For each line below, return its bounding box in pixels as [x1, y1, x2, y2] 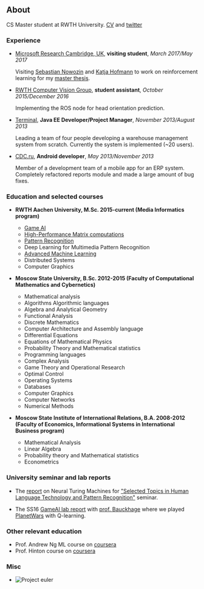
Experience [6, 36, 41, 44]
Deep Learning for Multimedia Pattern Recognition [24, 244, 150, 251]
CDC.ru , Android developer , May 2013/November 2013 [15, 153, 154, 160]
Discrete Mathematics [24, 318, 80, 326]
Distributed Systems [24, 257, 75, 264]
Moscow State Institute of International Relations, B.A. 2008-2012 [15, 414, 185, 422]
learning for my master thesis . [15, 75, 90, 82]
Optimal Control [24, 370, 64, 378]
